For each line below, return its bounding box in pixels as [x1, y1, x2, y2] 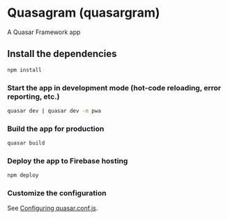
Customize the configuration [7, 188, 107, 198]
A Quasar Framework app [7, 28, 81, 36]
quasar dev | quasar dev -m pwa [7, 107, 101, 114]
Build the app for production [7, 124, 105, 133]
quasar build [7, 140, 45, 147]
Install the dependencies [7, 48, 117, 60]
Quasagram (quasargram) [7, 5, 160, 21]
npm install [7, 66, 42, 74]
